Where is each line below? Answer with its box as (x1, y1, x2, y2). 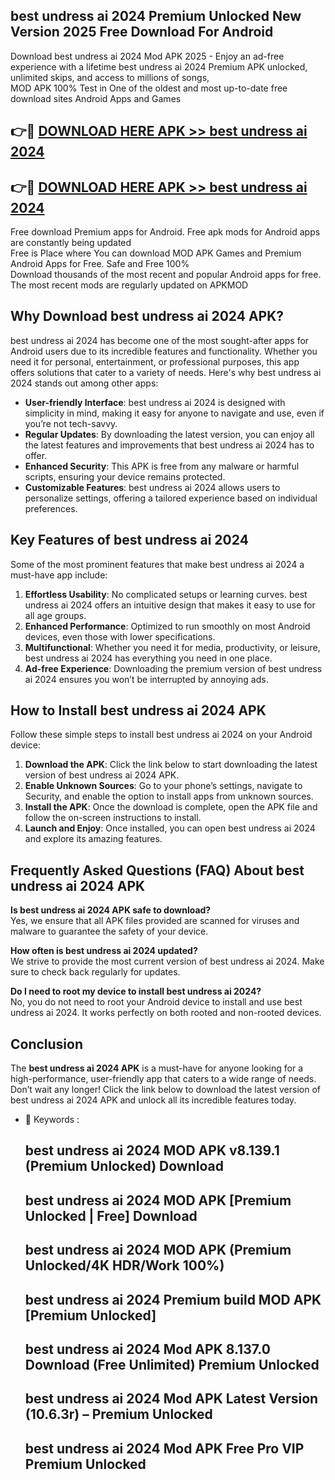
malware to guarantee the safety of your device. (10, 925, 209, 938)
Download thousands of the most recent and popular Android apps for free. (10, 269, 322, 281)
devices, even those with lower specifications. (24, 630, 216, 643)
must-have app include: (10, 569, 108, 581)
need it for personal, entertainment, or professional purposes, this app (10, 355, 300, 368)
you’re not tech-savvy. (24, 417, 118, 429)
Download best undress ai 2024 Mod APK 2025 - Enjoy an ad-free (10, 50, 285, 62)
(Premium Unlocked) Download (24, 1158, 224, 1175)
